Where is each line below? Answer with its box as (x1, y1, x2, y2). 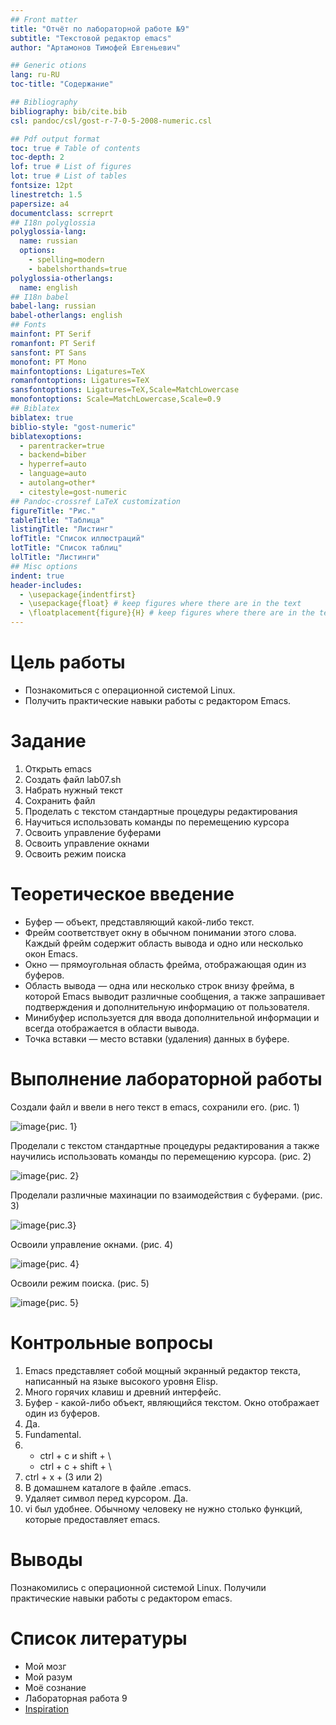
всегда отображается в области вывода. (24, 1022, 200, 1034)
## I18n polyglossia (10, 217, 97, 228)
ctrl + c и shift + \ (39, 1449, 112, 1461)
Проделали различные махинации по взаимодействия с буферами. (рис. (10, 1189, 323, 1201)
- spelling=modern (28, 255, 105, 265)
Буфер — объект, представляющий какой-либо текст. (24, 916, 255, 928)
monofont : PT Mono (10, 357, 87, 367)
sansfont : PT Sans (10, 347, 87, 358)
